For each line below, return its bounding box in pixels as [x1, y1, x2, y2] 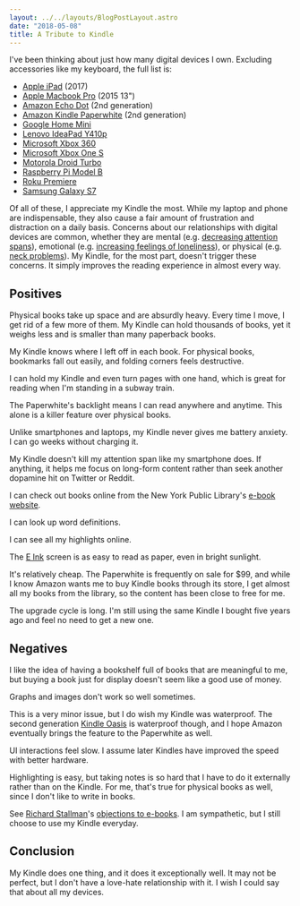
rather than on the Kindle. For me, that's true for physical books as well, [9, 782, 273, 792]
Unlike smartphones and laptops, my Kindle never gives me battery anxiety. [9, 427, 288, 438]
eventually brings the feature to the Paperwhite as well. [9, 728, 213, 739]
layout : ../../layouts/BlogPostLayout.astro [9, 13, 178, 22]
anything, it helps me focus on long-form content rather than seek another [9, 463, 284, 474]
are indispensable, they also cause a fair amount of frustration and [9, 212, 255, 224]
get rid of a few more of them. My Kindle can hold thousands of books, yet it [9, 320, 291, 330]
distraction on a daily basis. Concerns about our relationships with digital [9, 222, 279, 233]
